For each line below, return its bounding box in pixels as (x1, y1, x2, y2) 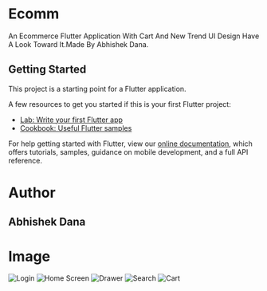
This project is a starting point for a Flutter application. (8, 84, 187, 93)
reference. (8, 155, 42, 165)
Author (8, 183, 56, 202)
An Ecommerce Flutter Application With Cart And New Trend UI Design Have (8, 31, 260, 41)
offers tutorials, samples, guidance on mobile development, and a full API (8, 147, 249, 156)
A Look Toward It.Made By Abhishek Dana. (8, 39, 149, 49)
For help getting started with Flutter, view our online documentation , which (8, 139, 253, 148)
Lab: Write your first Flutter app (19, 115, 124, 124)
